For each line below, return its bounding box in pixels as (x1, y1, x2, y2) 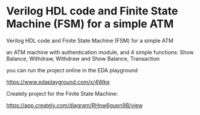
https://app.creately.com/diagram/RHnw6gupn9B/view (6, 101, 143, 109)
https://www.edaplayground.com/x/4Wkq (6, 78, 110, 85)
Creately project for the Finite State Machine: (6, 90, 118, 97)
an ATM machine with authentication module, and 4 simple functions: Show (6, 48, 195, 55)
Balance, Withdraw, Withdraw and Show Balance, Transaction (6, 55, 160, 62)
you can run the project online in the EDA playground (6, 66, 138, 73)
